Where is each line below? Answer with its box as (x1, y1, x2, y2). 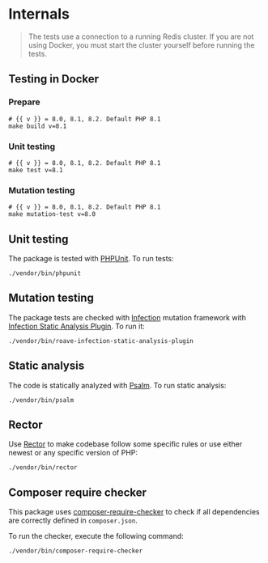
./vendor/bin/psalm (8, 396, 74, 404)
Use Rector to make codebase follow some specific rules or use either (8, 439, 243, 449)
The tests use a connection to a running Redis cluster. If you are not (28, 32, 254, 41)
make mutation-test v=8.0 (8, 210, 96, 218)
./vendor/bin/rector (8, 464, 79, 472)
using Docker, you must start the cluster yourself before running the (28, 40, 255, 49)
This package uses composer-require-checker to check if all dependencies (8, 507, 261, 517)
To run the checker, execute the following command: (8, 531, 184, 541)
